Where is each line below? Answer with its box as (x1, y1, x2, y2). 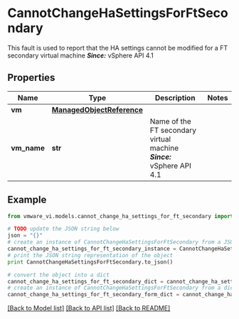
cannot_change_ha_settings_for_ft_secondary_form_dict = (7, 291, 180, 298)
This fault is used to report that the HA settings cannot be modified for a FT (7, 43, 228, 52)
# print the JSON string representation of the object (7, 252, 174, 259)
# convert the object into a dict (7, 271, 110, 279)
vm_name (11, 143, 45, 153)
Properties (7, 72, 55, 84)
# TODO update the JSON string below (7, 225, 119, 232)
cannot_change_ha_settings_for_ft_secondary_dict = (7, 278, 164, 285)
